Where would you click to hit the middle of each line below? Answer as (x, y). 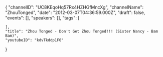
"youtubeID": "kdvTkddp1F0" (35, 40)
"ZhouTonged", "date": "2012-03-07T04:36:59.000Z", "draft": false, (75, 12)
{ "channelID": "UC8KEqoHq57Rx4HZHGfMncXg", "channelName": (74, 7)
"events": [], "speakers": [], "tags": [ (42, 18)
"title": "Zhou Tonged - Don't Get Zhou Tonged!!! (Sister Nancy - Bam (81, 31)
